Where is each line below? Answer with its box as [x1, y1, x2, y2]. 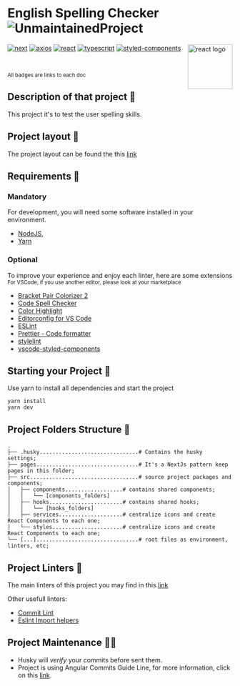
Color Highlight [17, 306, 63, 315]
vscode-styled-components [17, 344, 101, 353]
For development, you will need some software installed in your [7, 208, 194, 217]
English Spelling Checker [7, 5, 159, 21]
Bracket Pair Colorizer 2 [17, 291, 89, 299]
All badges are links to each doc [7, 71, 86, 79]
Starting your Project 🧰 [7, 364, 111, 377]
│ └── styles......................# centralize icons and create [7, 524, 216, 531]
